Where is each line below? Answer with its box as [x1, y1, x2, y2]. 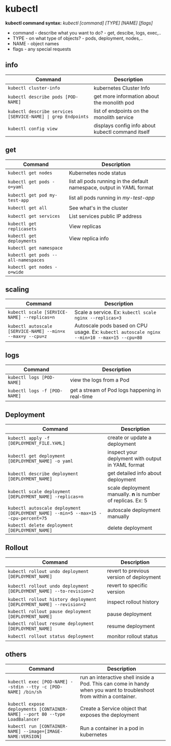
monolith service [93, 113, 134, 121]
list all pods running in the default [69, 178, 149, 185]
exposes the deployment [79, 711, 139, 718]
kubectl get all [8, 205, 47, 211]
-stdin [8, 684, 24, 690]
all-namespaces [8, 257, 45, 263]
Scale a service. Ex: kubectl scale [74, 309, 157, 316]
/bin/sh [23, 689, 42, 695]
